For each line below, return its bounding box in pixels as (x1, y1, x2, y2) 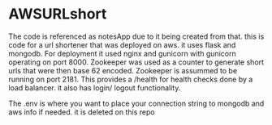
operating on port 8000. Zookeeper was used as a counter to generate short (8, 57, 265, 67)
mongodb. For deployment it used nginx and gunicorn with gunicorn (8, 48, 237, 58)
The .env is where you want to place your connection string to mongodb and (8, 98, 265, 108)
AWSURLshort (8, 5, 107, 23)
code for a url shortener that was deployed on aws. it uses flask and (8, 40, 236, 49)
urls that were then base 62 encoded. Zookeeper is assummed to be (8, 65, 238, 75)
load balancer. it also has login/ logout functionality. (8, 82, 181, 93)
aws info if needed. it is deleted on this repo (8, 106, 156, 117)
